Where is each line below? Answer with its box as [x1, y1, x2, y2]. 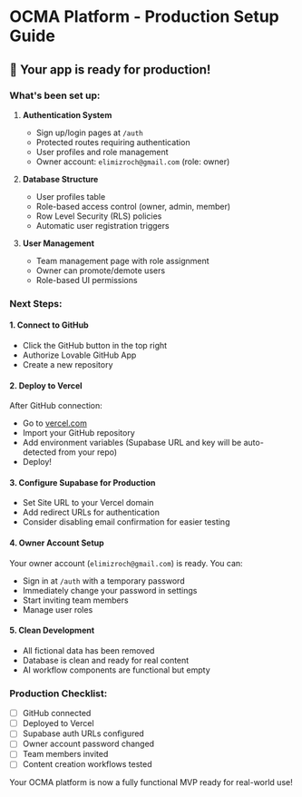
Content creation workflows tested [22, 759, 152, 770]
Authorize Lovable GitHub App [22, 349, 137, 360]
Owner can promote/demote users [35, 265, 166, 276]
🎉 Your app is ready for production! [9, 62, 211, 77]
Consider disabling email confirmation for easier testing [22, 517, 230, 527]
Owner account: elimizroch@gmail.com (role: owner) [35, 156, 230, 167]
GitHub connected [22, 708, 92, 719]
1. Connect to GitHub [9, 320, 89, 330]
